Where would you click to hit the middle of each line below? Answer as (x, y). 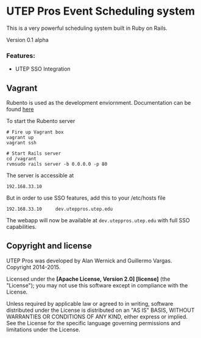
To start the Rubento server (41, 121)
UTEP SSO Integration (43, 69)
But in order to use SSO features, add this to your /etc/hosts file (86, 198)
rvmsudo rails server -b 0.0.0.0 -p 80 (57, 164)
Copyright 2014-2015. (33, 267)
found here (20, 109)
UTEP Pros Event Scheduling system (100, 11)
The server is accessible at (40, 175)
